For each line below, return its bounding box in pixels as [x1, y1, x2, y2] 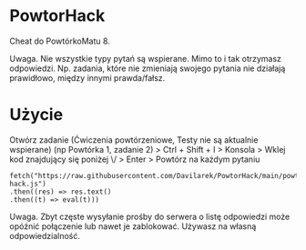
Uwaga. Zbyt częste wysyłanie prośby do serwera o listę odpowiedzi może [9, 211, 291, 222]
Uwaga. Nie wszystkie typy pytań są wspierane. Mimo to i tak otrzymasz [9, 53, 282, 64]
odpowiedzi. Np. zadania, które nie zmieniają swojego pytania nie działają [9, 63, 286, 74]
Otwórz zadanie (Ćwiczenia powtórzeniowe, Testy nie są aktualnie [9, 134, 259, 145]
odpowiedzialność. [9, 230, 80, 241]
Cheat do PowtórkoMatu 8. [9, 35, 111, 46]
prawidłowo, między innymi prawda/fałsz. [9, 72, 166, 83]
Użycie [9, 105, 64, 125]
